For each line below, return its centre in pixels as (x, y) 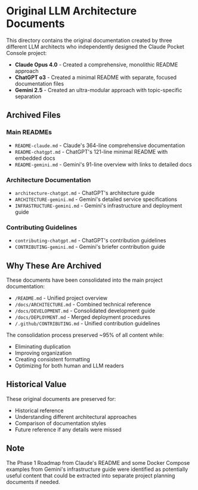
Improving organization (43, 353)
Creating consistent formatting (52, 360)
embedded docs (35, 158)
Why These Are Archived (54, 265)
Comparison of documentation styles (60, 423)
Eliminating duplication (43, 347)
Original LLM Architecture (72, 11)
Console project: (27, 53)
